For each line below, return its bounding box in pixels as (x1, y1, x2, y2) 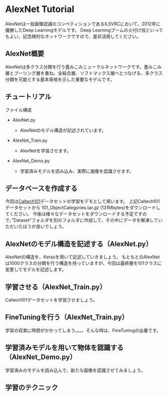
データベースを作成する (5, 184, 78, 192)
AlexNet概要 (5, 49, 44, 58)
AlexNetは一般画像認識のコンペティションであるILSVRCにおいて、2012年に (5, 21, 160, 27)
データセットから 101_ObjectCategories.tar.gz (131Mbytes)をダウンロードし (5, 205, 160, 211)
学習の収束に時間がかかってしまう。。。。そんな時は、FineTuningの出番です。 (5, 327, 161, 333)
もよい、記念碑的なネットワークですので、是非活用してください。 (5, 33, 141, 39)
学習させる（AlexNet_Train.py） (5, 282, 107, 291)
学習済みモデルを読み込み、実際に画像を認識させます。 (20, 168, 134, 174)
